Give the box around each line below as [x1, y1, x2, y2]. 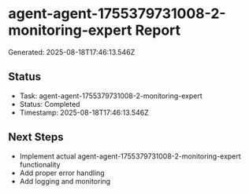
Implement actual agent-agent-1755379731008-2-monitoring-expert [19, 151, 242, 161]
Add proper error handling [19, 168, 105, 178]
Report [135, 21, 181, 39]
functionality [19, 159, 61, 169]
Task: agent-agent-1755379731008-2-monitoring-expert [19, 91, 203, 101]
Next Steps [8, 130, 64, 144]
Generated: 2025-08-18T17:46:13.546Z [8, 47, 136, 57]
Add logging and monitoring [19, 176, 111, 185]
